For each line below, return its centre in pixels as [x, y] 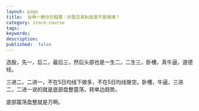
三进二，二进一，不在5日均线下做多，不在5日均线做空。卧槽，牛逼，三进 [95, 82]
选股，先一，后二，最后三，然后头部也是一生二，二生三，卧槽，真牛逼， [94, 62]
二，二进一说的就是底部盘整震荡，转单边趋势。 [63, 89]
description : [22, 39]
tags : [13, 28]
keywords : [18, 34]
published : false [29, 45]
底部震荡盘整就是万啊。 [35, 102]
